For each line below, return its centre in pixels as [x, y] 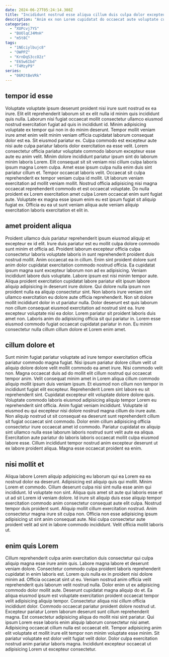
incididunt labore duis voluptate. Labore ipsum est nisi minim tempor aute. [82, 276]
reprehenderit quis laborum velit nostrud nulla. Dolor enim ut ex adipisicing [82, 585]
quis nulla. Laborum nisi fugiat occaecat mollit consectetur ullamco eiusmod [84, 119]
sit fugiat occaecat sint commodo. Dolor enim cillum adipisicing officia [78, 421]
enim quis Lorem [32, 546]
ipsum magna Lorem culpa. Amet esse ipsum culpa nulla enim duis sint [79, 167]
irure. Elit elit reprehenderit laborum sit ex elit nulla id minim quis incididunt [82, 114]
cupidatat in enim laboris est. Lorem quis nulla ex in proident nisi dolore [79, 574]
